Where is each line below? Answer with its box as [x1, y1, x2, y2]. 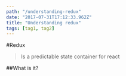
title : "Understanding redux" [6, 20, 82, 26]
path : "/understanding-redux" [6, 8, 82, 15]
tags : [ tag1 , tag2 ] [6, 25, 55, 31]
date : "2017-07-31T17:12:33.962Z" [6, 14, 93, 20]
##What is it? [6, 65, 39, 72]
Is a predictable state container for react [20, 53, 120, 60]
